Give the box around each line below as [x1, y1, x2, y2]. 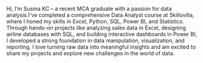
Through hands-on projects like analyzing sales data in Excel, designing [6, 24, 187, 31]
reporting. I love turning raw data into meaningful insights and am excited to [6, 43, 196, 50]
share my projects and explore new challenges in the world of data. [6, 50, 175, 56]
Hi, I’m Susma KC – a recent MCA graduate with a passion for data [6, 5, 172, 12]
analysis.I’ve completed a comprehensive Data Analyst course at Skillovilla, [6, 11, 194, 19]
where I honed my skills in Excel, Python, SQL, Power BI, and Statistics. [6, 18, 184, 25]
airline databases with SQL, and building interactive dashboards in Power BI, [6, 31, 198, 38]
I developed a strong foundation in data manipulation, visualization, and [6, 37, 185, 44]
